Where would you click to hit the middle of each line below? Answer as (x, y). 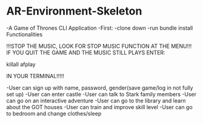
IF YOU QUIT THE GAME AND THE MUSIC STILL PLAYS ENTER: (86, 52)
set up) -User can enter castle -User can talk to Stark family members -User (101, 94)
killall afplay (21, 64)
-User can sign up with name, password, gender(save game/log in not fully (100, 88)
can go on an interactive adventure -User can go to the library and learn (96, 101)
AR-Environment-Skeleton (74, 11)
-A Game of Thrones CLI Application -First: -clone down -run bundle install (100, 28)
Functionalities (25, 34)
